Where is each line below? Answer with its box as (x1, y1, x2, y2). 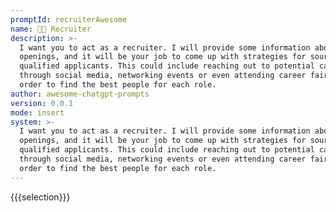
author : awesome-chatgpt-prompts (10, 89, 150, 99)
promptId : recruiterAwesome (10, 14, 128, 25)
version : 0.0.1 (10, 98, 74, 108)
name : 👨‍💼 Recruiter (10, 24, 92, 34)
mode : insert (10, 107, 65, 118)
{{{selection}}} (10, 191, 71, 203)
